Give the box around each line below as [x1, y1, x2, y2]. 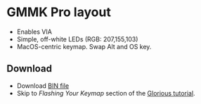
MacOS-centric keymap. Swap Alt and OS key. [16, 42, 152, 51]
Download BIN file [16, 82, 70, 90]
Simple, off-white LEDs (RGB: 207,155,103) [16, 34, 138, 43]
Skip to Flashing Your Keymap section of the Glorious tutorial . [16, 89, 195, 97]
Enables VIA [16, 27, 52, 36]
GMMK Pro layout [6, 4, 112, 20]
